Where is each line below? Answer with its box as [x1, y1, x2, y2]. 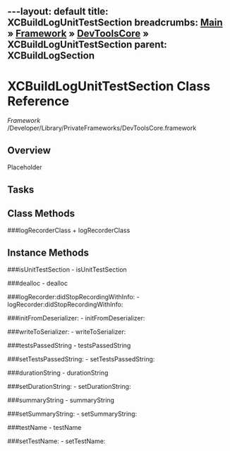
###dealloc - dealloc [7, 279, 68, 288]
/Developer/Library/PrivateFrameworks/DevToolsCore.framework [7, 124, 197, 133]
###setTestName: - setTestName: [7, 437, 106, 445]
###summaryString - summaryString [7, 396, 115, 404]
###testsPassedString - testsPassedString [7, 342, 131, 350]
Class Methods [7, 208, 75, 220]
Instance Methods [7, 246, 90, 258]
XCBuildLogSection [7, 49, 95, 62]
